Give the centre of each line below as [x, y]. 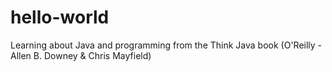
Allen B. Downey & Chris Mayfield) [81, 55]
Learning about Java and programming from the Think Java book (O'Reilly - [166, 45]
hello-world [60, 17]
